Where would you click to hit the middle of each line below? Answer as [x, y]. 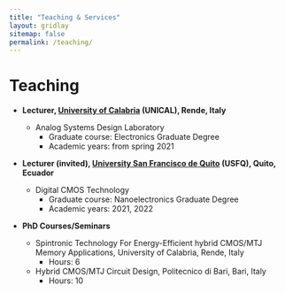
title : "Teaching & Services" [65, 17]
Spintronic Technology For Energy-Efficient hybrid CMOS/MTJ [149, 243]
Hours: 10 [66, 281]
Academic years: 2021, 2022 [100, 209]
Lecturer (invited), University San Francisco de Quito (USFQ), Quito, [149, 164]
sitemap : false [37, 34]
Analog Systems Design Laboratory [100, 127]
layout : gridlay [39, 26]
